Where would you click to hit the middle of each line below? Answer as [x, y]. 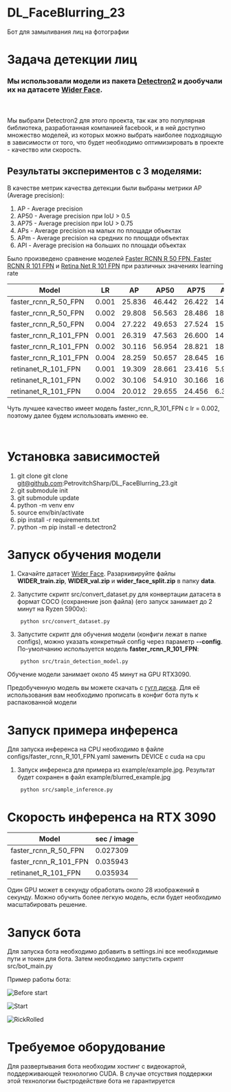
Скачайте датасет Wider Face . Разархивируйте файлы [96, 574]
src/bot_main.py [30, 966]
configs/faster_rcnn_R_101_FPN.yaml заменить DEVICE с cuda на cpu [106, 757]
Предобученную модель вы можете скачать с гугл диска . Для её [104, 688]
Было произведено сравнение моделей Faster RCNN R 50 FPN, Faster [109, 258]
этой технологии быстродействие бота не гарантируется [91, 1081]
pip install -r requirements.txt [58, 519]
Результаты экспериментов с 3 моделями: [104, 171]
